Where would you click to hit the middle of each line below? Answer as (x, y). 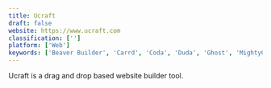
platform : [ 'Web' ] (39, 46)
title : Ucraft (32, 16)
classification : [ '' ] (45, 38)
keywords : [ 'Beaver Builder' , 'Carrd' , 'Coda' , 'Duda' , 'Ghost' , (121, 53)
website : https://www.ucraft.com (65, 30)
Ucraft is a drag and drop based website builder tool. (96, 76)
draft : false (30, 23)
